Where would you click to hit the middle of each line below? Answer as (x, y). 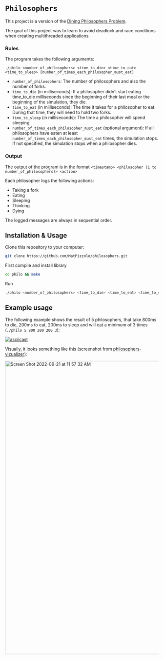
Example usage (29, 308)
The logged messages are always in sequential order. (59, 220)
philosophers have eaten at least (45, 133)
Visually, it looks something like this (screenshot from (59, 349)
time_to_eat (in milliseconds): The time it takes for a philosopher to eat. (84, 107)
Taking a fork (25, 190)
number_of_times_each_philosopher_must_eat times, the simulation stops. (85, 139)
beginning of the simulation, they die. (49, 102)
